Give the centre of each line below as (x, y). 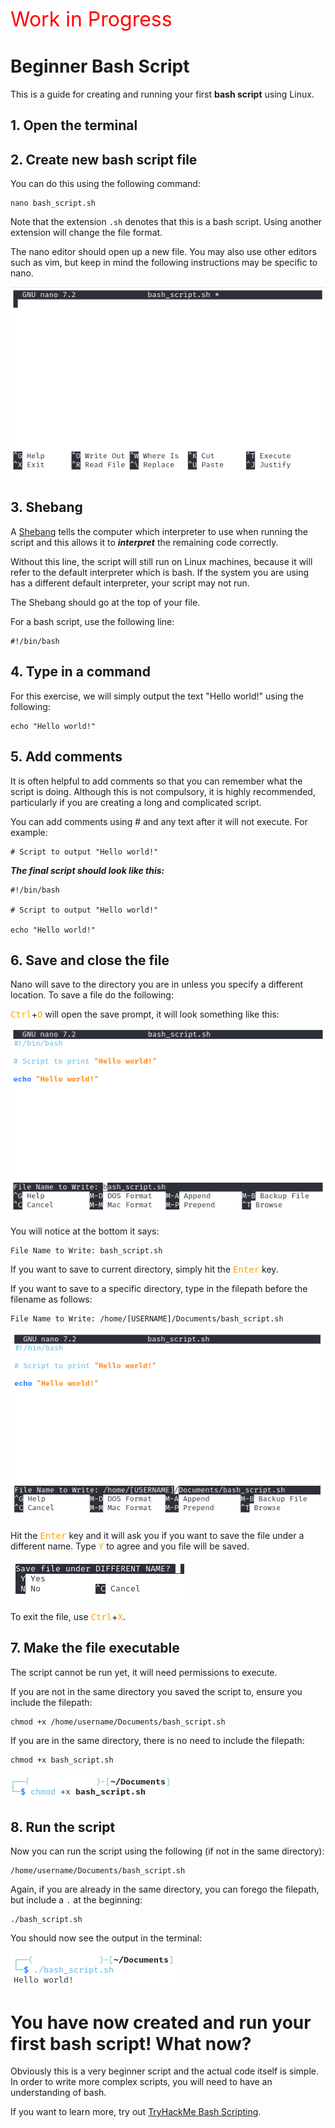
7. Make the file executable (95, 1648)
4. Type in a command (80, 672)
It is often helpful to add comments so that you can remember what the (156, 781)
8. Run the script (63, 1827)
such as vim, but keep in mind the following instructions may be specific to (164, 263)
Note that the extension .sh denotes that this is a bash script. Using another (166, 222)
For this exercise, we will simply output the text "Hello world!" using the (157, 696)
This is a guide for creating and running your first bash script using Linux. (162, 94)
